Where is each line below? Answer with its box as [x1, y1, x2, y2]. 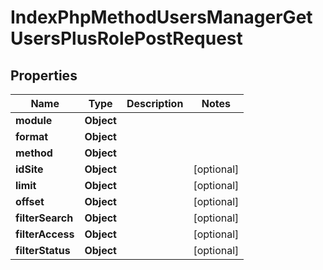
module [15, 114, 53, 127]
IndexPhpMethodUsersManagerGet [10, 6, 313, 29]
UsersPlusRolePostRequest [10, 27, 243, 50]
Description [126, 97, 184, 110]
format [15, 130, 49, 143]
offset [15, 195, 45, 208]
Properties [10, 67, 78, 84]
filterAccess [15, 227, 75, 241]
